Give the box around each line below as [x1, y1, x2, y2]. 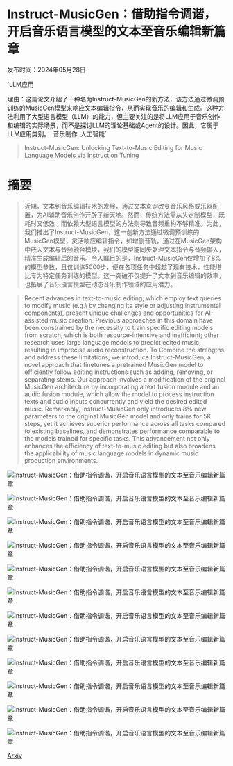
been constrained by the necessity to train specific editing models [24, 323, 214, 332]
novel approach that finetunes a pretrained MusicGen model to [24, 360, 204, 368]
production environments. [24, 456, 98, 464]
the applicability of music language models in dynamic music [24, 449, 199, 457]
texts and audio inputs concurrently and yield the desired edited [24, 397, 207, 405]
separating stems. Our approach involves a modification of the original [24, 375, 225, 383]
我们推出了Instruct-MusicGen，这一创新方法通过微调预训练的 [24, 227, 200, 236]
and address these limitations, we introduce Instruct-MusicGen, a [24, 352, 212, 361]
